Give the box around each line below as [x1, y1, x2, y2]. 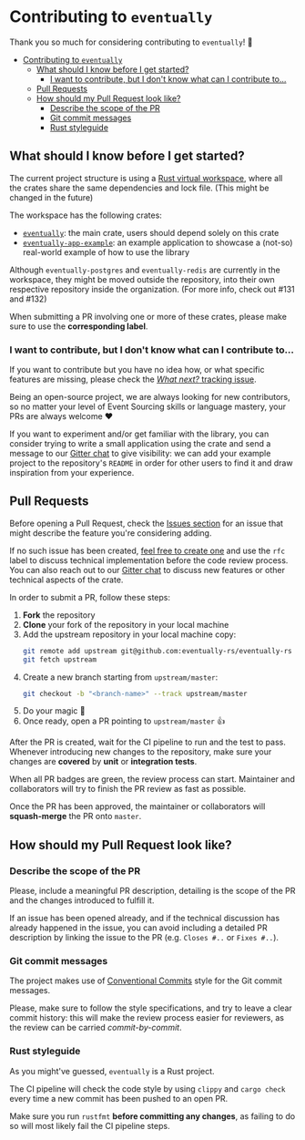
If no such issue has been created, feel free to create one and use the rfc [9, 545, 285, 556]
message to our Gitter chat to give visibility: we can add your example [9, 448, 271, 459]
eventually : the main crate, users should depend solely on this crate [22, 227, 280, 238]
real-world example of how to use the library [22, 246, 190, 257]
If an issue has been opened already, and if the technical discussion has [9, 913, 280, 924]
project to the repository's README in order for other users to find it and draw [9, 457, 293, 468]
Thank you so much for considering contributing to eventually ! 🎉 [9, 36, 253, 47]
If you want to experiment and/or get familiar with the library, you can [9, 428, 269, 439]
